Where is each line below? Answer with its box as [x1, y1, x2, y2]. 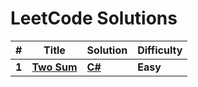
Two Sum [31, 60, 78, 74]
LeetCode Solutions [10, 7, 178, 30]
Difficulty [137, 43, 183, 57]
